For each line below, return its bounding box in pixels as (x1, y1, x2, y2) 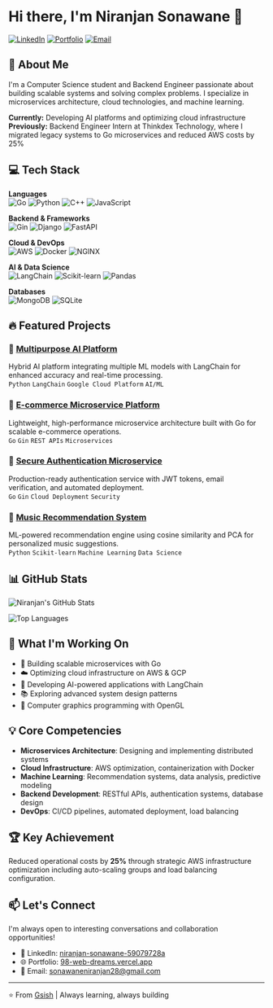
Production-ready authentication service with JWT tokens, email (8, 474, 224, 484)
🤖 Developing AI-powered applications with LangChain (19, 679, 203, 689)
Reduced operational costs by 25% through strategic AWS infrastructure (8, 857, 252, 866)
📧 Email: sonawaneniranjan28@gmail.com (19, 966, 161, 976)
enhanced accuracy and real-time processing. (8, 370, 163, 380)
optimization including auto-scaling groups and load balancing (8, 865, 218, 874)
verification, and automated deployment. (8, 482, 145, 492)
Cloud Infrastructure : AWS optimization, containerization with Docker (19, 763, 254, 773)
